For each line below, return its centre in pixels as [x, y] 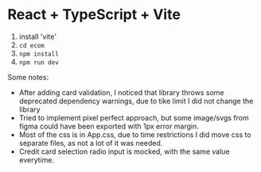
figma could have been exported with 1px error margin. [109, 126]
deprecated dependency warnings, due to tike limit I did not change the [136, 101]
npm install [39, 54]
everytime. [37, 159]
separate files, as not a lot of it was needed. [91, 143]
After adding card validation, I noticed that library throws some [121, 92]
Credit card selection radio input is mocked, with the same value [124, 151]
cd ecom [31, 45]
